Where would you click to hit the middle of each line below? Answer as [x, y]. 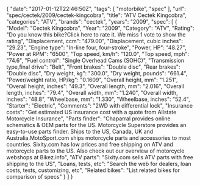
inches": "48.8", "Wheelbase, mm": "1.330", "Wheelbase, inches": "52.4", [98, 99]
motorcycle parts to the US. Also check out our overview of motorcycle [95, 151]
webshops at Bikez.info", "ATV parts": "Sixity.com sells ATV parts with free [100, 157]
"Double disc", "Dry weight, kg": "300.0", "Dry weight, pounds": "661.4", [97, 73]
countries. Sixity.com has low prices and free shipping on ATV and [90, 144]
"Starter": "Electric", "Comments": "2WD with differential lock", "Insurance [100, 105]
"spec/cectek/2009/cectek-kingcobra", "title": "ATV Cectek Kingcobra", [97, 15]
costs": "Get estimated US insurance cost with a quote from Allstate [91, 112]
